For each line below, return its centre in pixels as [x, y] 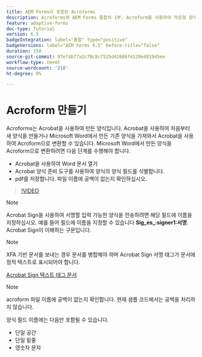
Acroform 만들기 [47, 111]
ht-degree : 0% [24, 74]
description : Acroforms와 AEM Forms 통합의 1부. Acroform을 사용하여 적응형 [96, 17]
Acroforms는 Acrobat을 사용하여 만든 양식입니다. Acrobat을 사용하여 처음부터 [98, 128]
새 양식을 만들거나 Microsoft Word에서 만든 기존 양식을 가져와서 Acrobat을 [94, 136]
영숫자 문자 [28, 348]
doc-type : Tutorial [31, 29]
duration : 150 [24, 51]
